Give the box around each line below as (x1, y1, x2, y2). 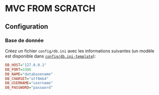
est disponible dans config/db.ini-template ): (5, 53, 96, 59)
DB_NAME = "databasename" (5, 72, 53, 76)
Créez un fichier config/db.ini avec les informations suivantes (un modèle (5, 48, 155, 54)
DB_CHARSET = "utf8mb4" (5, 76, 49, 81)
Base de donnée (5, 37, 44, 44)
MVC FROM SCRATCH (5, 3, 95, 14)
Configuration (5, 22, 48, 31)
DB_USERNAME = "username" (5, 81, 53, 86)
